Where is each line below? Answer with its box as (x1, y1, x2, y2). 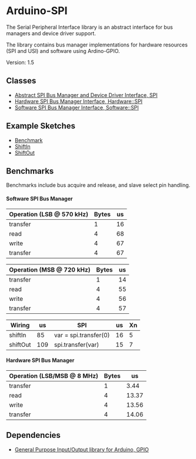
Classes (6, 76, 36, 86)
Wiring (10, 321, 30, 329)
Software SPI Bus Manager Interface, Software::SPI (14, 104, 139, 111)
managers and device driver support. (6, 29, 96, 36)
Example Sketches (6, 121, 75, 131)
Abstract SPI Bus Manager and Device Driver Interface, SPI (14, 91, 158, 98)
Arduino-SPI (6, 4, 68, 18)
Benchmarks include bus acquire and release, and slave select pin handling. (6, 182, 191, 189)
